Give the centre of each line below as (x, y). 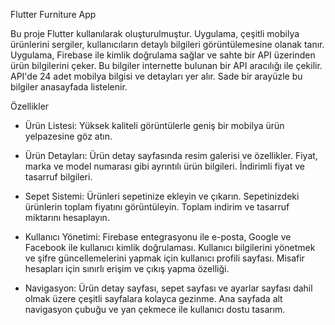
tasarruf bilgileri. (58, 177)
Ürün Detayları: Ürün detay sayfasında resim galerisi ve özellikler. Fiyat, (171, 155)
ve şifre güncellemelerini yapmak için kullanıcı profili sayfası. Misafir (164, 258)
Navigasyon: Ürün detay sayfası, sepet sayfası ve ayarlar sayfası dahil (168, 288)
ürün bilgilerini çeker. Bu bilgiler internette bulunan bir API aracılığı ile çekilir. (166, 65)
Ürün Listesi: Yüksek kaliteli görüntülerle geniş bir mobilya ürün (154, 125)
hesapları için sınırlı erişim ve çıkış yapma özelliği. (127, 268)
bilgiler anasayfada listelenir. (69, 87)
